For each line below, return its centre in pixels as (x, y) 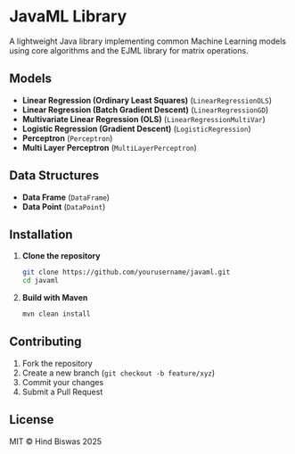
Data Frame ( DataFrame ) (66, 197)
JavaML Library (68, 17)
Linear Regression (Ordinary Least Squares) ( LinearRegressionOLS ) (147, 100)
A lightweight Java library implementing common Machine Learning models (148, 41)
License (32, 420)
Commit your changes (63, 382)
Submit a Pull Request (62, 392)
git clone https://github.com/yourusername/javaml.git (126, 272)
